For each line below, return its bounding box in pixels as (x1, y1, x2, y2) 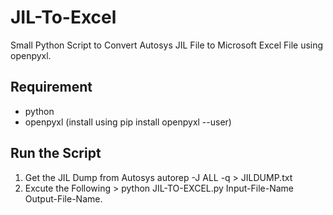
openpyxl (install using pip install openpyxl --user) (24, 116, 232, 128)
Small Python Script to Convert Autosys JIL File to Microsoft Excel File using (10, 39, 324, 51)
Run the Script (10, 145, 102, 162)
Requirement (10, 79, 93, 96)
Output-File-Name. (24, 192, 103, 205)
